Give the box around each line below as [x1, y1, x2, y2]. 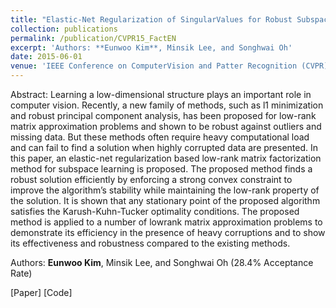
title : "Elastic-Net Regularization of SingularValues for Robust [10, 14, 293, 25]
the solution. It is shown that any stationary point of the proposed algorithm [10, 195, 321, 206]
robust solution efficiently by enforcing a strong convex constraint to [10, 174, 293, 185]
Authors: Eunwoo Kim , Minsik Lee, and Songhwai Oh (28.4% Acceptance [10, 257, 314, 268]
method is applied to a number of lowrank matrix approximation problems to [10, 216, 323, 228]
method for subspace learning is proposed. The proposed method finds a [10, 163, 313, 175]
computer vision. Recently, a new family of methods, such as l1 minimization [10, 99, 324, 111]
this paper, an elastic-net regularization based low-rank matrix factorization [10, 152, 322, 164]
